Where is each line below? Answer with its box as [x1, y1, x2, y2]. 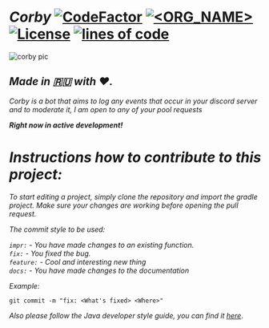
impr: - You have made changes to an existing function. [9, 240, 195, 249]
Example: [9, 281, 40, 290]
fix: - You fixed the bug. [9, 249, 91, 258]
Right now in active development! [9, 120, 123, 130]
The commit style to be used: [9, 225, 106, 234]
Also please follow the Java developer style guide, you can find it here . [9, 310, 243, 320]
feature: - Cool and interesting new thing [9, 257, 147, 266]
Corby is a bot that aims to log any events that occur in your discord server [9, 96, 258, 106]
